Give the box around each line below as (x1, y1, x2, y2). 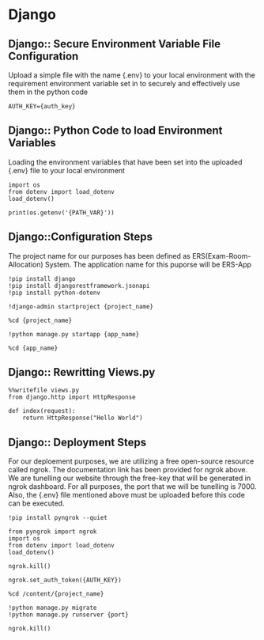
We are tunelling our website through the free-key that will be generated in (8, 473, 251, 483)
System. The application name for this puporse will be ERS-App (44, 259, 251, 269)
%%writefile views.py (8, 386, 80, 395)
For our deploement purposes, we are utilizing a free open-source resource (8, 456, 255, 466)
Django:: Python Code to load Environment (8, 124, 223, 138)
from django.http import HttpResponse (8, 393, 136, 401)
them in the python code (8, 87, 89, 97)
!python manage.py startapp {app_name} (8, 330, 140, 338)
